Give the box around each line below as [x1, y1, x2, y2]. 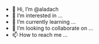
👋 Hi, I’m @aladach [11, 6, 59, 12]
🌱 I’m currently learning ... [11, 18, 76, 25]
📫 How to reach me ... [11, 32, 68, 38]
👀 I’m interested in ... [11, 12, 63, 19]
